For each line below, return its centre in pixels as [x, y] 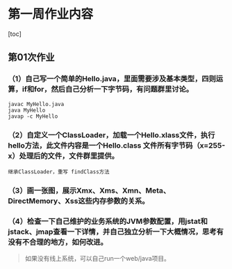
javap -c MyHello [33, 116]
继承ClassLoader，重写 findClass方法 [59, 172]
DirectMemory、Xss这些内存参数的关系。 [78, 200]
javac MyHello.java [36, 104]
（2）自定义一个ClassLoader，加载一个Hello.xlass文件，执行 [111, 134]
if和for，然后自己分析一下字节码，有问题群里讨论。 [108, 89]
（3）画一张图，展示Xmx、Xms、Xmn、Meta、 [89, 190]
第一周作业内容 [51, 14]
